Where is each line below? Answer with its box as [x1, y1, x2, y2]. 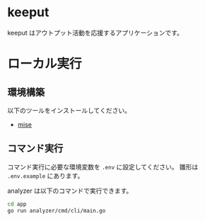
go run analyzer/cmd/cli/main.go [7, 207, 106, 214]
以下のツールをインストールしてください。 [7, 106, 131, 114]
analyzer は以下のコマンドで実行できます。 [7, 186, 133, 195]
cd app [7, 201, 27, 208]
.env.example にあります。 [7, 171, 84, 180]
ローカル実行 [7, 56, 83, 72]
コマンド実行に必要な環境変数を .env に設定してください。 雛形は [7, 162, 199, 171]
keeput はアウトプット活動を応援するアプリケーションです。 [7, 28, 184, 37]
